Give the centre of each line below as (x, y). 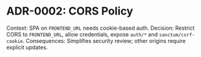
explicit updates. (27, 47)
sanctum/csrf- (177, 35)
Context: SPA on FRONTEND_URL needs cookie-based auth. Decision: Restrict (100, 28)
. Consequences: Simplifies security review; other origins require (104, 41)
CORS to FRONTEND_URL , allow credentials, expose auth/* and (82, 34)
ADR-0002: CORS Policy (70, 11)
